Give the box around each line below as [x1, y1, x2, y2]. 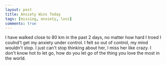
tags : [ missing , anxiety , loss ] [5, 16, 72, 21]
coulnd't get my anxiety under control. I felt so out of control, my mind [5, 40, 148, 46]
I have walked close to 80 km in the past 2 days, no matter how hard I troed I [5, 34, 162, 40]
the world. [5, 55, 26, 62]
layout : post [5, 7, 32, 12]
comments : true [5, 21, 37, 26]
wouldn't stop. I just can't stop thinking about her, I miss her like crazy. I [5, 45, 152, 51]
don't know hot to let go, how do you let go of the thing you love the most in [5, 50, 160, 56]
